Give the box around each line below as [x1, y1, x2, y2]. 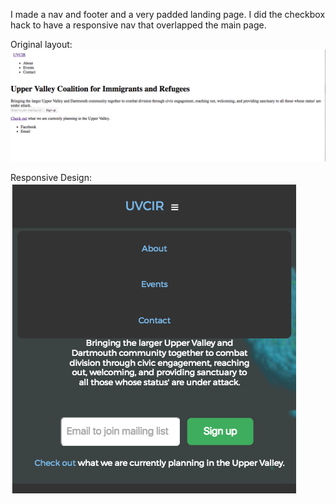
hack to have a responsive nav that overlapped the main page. [10, 19, 267, 31]
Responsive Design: [10, 172, 93, 184]
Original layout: [10, 39, 73, 50]
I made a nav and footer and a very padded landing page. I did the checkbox [10, 9, 326, 20]
